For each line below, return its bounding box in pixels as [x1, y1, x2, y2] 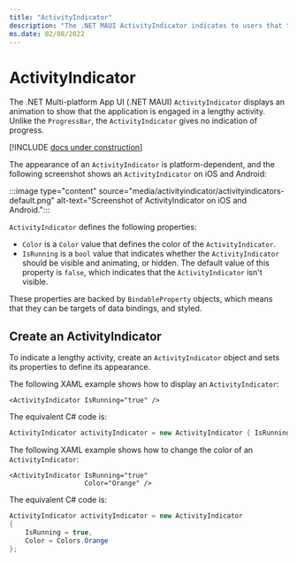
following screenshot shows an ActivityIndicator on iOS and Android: [9, 169, 267, 180]
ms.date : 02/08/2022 [9, 29, 86, 38]
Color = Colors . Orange [25, 536, 109, 545]
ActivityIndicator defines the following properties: [9, 222, 197, 233]
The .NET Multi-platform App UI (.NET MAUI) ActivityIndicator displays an [9, 96, 286, 107]
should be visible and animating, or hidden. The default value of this [21, 258, 270, 268]
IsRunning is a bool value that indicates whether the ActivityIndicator [21, 249, 280, 259]
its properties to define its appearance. [9, 362, 151, 373]
